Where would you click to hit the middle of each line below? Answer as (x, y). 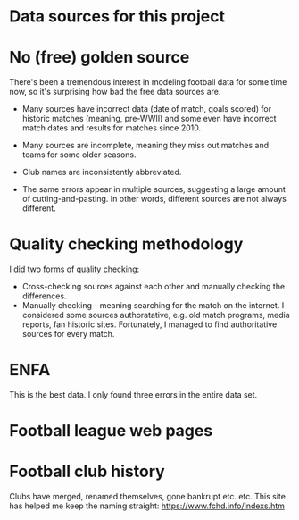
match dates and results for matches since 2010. (112, 128)
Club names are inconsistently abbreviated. (102, 172)
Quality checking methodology (126, 244)
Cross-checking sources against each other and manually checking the (154, 287)
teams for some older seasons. (79, 155)
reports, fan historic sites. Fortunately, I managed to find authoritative (149, 324)
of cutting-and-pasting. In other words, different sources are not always (154, 199)
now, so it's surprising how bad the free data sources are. (115, 92)
